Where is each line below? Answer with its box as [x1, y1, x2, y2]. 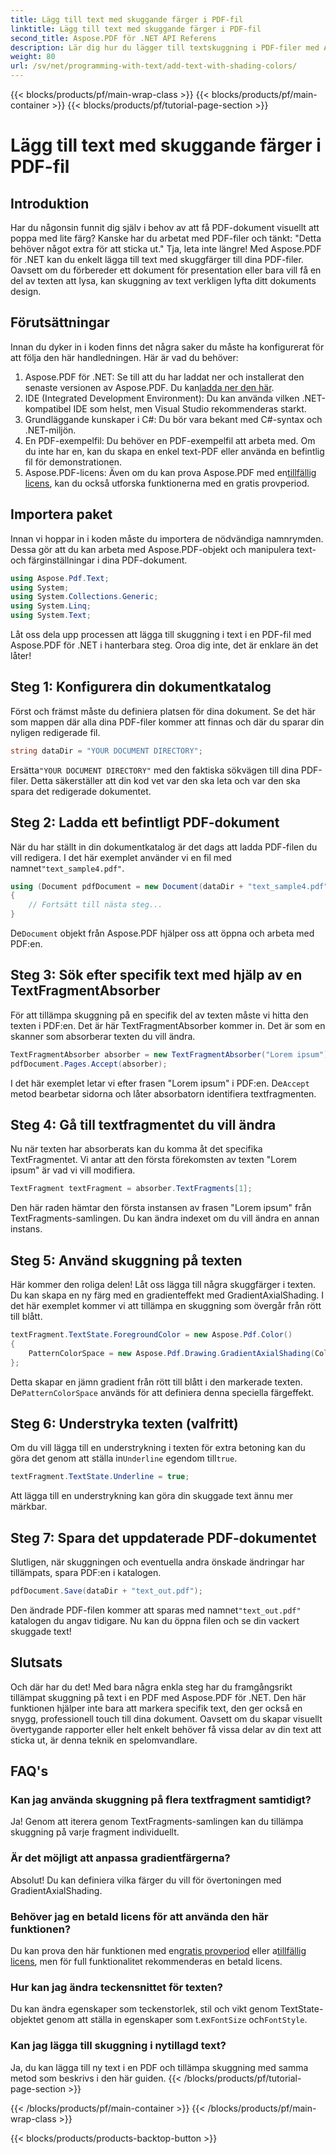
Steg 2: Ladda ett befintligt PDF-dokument [10, 814, 280, 831]
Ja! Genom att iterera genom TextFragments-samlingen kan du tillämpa [10, 1816, 304, 1828]
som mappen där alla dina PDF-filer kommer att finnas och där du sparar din [10, 716, 325, 728]
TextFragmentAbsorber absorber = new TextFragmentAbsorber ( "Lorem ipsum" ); [10, 1049, 333, 1060]
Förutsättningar [10, 314, 110, 331]
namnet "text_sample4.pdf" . [10, 862, 125, 874]
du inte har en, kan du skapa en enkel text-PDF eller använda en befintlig [24, 445, 325, 457]
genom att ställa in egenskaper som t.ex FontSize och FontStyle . [46, 2014, 308, 2026]
